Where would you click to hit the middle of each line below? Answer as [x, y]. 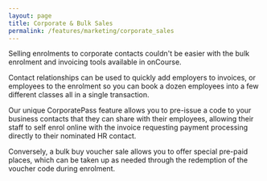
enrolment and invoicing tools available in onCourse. [95, 62]
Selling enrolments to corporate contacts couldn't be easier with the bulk [129, 54]
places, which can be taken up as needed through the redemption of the [128, 160]
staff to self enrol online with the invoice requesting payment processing [128, 128]
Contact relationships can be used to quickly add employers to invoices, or [132, 78]
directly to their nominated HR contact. [72, 136]
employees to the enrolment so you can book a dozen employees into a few [133, 86]
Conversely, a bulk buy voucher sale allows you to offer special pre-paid [128, 152]
